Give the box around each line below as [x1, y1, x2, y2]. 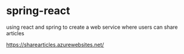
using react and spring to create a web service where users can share [6, 23, 178, 31]
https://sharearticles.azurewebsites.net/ [6, 41, 104, 48]
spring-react [6, 4, 70, 18]
